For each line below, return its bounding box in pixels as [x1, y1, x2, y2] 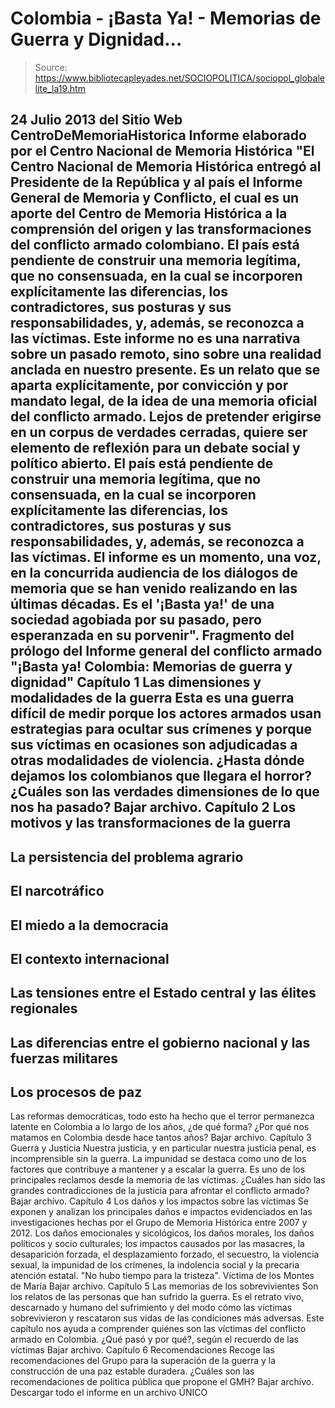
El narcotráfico [10, 883, 105, 900]
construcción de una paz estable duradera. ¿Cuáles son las [10, 1365, 255, 1377]
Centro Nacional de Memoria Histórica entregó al [10, 158, 322, 176]
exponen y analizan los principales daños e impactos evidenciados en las [10, 1206, 313, 1218]
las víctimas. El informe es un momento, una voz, [10, 549, 322, 566]
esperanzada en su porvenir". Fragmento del [10, 627, 295, 644]
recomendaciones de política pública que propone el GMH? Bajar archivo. [10, 1376, 315, 1388]
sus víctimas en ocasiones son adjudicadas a [10, 737, 298, 754]
